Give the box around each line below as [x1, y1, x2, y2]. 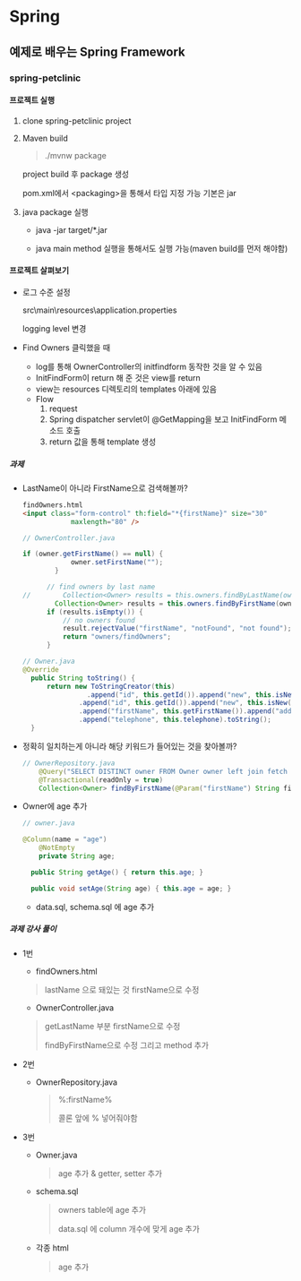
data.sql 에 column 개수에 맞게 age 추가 [57, 1223, 200, 1234]
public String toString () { [30, 674, 136, 683]
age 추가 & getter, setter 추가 [57, 1167, 163, 1179]
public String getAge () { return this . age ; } [30, 867, 204, 877]
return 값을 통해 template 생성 [48, 436, 157, 447]
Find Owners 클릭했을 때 [21, 342, 110, 353]
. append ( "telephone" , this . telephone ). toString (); [79, 715, 271, 725]
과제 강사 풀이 [9, 924, 56, 934]
